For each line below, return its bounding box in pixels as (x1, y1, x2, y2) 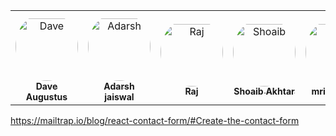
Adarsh (103, 80, 135, 92)
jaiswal (104, 91, 135, 103)
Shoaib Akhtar (233, 85, 295, 98)
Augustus (25, 91, 68, 103)
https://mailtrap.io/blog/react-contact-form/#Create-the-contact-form (10, 115, 300, 126)
